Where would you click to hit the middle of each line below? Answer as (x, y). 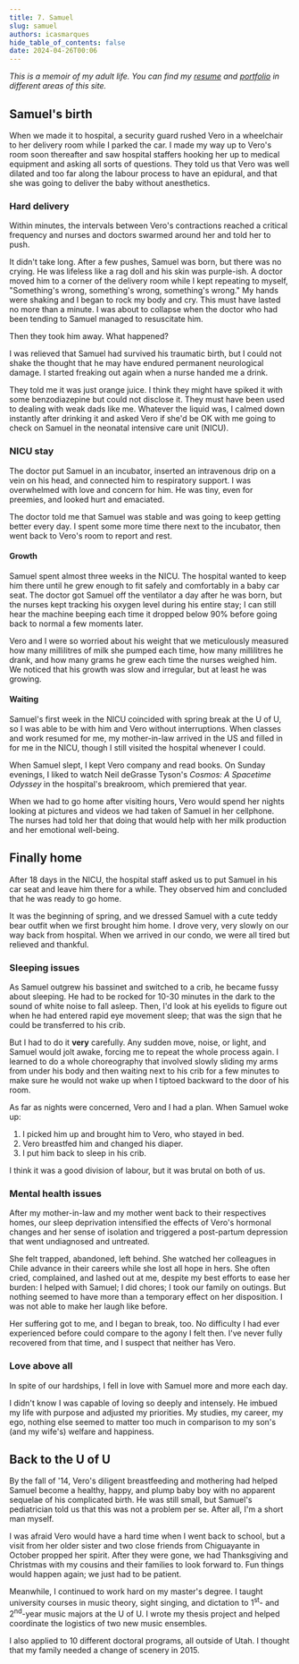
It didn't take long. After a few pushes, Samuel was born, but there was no (145, 262)
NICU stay (32, 451)
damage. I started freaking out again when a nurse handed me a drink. (139, 373)
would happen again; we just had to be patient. (96, 1575)
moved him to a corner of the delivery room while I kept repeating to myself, (149, 281)
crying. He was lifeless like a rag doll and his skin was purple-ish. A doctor (146, 272)
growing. (25, 679)
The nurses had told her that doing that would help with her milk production (148, 820)
